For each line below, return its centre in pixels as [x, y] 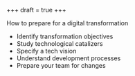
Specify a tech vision [46, 51]
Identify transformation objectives [65, 36]
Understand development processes [69, 58]
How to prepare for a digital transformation [67, 23]
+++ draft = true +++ [36, 10]
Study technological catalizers [60, 43]
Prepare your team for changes [61, 65]
